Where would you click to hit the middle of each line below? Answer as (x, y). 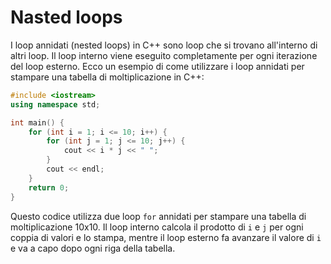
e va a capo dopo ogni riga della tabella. (93, 248)
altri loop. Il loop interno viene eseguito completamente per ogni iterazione (164, 55)
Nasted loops (66, 17)
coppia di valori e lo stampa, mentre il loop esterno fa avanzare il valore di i (166, 237)
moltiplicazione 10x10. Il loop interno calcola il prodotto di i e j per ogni (157, 227)
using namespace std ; (55, 104)
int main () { (37, 122)
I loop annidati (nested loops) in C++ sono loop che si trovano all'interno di (164, 45)
